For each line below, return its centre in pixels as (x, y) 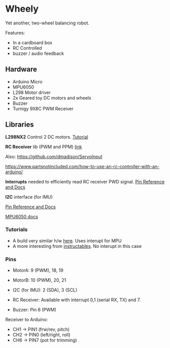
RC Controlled (27, 48)
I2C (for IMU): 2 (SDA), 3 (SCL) (45, 290)
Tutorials (16, 230)
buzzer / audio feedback (38, 53)
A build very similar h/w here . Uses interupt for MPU (67, 241)
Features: (15, 33)
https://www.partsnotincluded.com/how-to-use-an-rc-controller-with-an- (82, 166)
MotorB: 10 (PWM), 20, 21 (39, 280)
